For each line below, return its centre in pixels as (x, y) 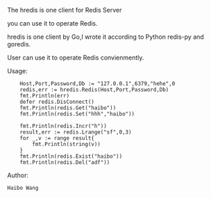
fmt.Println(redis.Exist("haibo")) (71, 156)
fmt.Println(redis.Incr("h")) (64, 126)
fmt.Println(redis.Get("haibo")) (68, 108)
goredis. (19, 44)
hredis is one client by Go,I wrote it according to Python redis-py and (106, 37)
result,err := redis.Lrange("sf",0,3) (76, 132)
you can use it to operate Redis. (53, 23)
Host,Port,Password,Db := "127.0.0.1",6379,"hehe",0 (98, 84)
